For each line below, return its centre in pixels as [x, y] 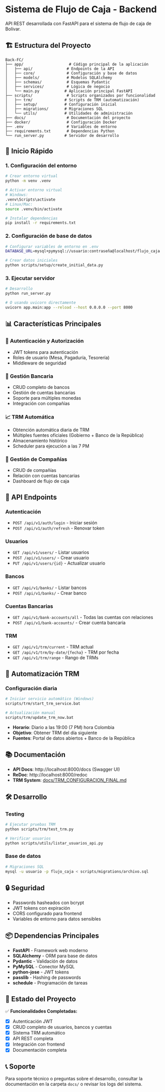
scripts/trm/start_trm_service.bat [43, 704]
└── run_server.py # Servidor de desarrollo [62, 135]
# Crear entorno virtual [31, 176]
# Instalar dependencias [31, 218]
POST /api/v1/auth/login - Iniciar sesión [55, 523]
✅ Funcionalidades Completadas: [41, 1011]
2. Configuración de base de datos [49, 236]
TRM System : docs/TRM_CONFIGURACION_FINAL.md [70, 780]
